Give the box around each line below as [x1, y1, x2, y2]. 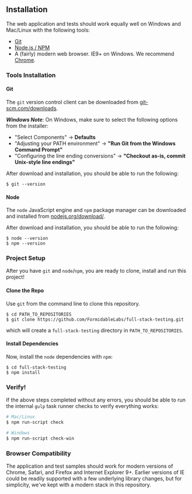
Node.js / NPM [14, 44, 50, 51]
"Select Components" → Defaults [14, 133, 96, 140]
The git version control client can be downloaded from [6, 98, 139, 105]
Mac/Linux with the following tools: [6, 26, 90, 33]
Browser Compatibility [6, 449, 71, 457]
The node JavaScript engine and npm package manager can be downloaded [6, 207, 186, 214]
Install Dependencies [6, 340, 59, 347]
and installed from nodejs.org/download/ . [6, 213, 106, 220]
